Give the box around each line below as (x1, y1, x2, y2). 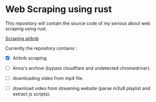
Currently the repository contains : (5, 45, 77, 51)
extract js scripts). (12, 91, 51, 97)
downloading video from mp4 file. (12, 75, 84, 81)
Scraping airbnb (5, 35, 39, 41)
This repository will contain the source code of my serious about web (5, 20, 150, 26)
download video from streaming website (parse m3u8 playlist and (12, 85, 150, 91)
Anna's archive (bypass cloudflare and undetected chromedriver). (12, 65, 151, 71)
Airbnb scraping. (12, 55, 48, 61)
